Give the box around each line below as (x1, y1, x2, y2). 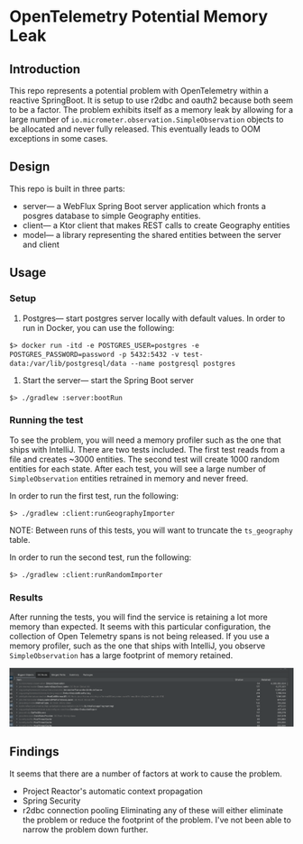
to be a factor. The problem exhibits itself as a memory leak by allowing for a (9, 105, 294, 115)
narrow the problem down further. (22, 823, 149, 835)
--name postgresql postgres (130, 359, 236, 368)
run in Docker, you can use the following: (22, 322, 175, 333)
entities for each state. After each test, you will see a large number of (9, 463, 266, 474)
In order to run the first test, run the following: (9, 490, 179, 501)
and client (22, 239, 60, 250)
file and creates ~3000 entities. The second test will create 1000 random (9, 454, 280, 464)
